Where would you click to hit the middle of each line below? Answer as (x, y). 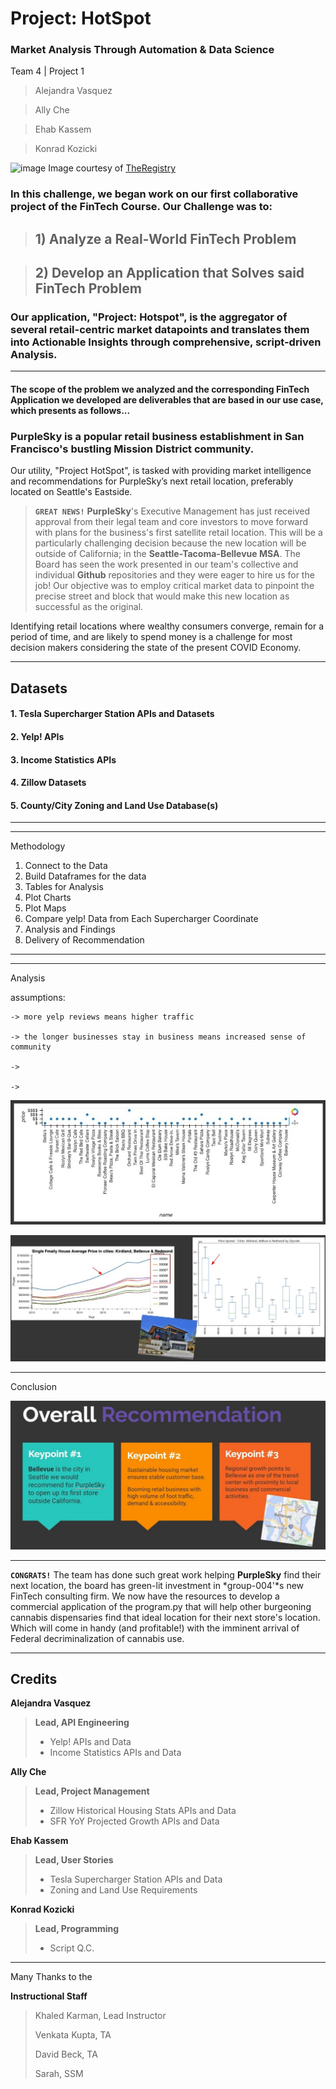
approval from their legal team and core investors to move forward (171, 522)
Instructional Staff (49, 1996)
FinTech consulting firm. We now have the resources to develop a (145, 1596)
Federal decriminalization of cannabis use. (97, 1638)
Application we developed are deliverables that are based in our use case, (167, 400)
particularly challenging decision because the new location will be (170, 543)
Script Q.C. (72, 1948)
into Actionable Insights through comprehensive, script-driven (166, 342)
